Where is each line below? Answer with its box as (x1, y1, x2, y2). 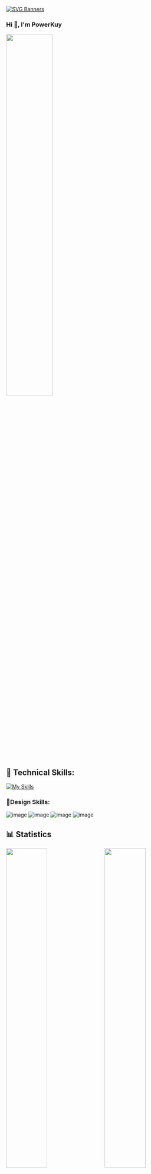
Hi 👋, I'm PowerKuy (6, 20, 62, 28)
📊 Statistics (6, 829, 52, 839)
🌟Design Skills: (6, 798, 50, 806)
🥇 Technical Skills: (6, 767, 75, 777)
